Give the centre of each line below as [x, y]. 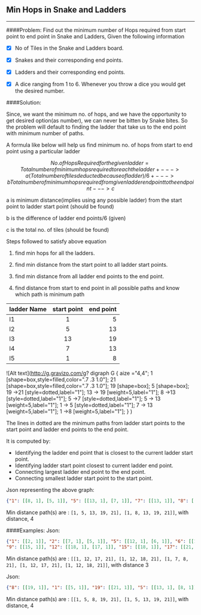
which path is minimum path [50, 294]
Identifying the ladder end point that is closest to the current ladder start [104, 453]
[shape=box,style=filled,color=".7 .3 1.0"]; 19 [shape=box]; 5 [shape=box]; [98, 386]
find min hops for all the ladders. [55, 253]
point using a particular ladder [43, 151]
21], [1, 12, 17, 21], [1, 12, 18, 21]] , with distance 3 [77, 565]
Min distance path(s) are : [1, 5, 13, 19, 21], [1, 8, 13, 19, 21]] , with [98, 512]
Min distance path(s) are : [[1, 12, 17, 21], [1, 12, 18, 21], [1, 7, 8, [98, 559]
